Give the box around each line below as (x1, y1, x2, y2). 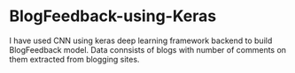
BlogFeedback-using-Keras (9, 6, 217, 26)
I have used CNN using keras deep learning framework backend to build (9, 35, 273, 46)
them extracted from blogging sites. (9, 54, 140, 64)
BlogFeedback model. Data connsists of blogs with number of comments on (9, 44, 286, 55)
